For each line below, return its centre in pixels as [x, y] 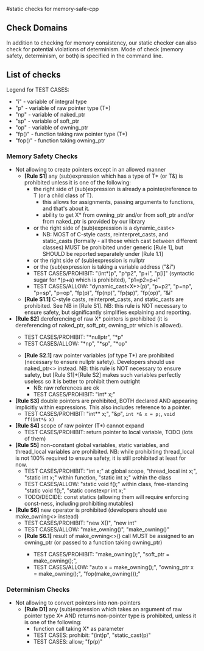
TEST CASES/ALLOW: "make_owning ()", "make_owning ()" [97, 529]
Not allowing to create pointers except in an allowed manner [90, 169]
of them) [35, 438]
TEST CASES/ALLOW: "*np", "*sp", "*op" [76, 343]
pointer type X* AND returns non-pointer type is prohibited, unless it [110, 616]
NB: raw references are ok [66, 388]
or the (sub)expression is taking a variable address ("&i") [104, 267]
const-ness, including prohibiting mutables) [79, 503]
